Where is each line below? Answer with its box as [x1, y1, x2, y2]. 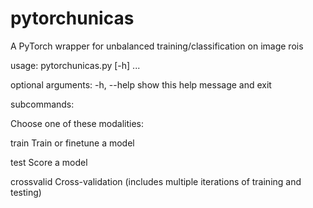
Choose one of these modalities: [10, 117, 145, 129]
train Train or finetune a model [10, 137, 135, 149]
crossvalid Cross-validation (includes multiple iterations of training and [10, 175, 302, 187]
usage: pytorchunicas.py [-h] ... [10, 59, 141, 71]
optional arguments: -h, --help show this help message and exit [10, 78, 272, 91]
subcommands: [10, 98, 75, 110]
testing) [10, 186, 42, 198]
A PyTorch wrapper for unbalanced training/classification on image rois [10, 40, 304, 52]
